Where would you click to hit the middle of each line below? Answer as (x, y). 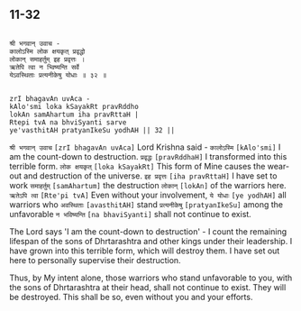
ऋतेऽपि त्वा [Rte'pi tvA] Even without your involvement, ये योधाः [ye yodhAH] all (148, 195)
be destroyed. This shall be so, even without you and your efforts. (131, 297)
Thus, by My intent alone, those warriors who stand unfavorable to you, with (151, 278)
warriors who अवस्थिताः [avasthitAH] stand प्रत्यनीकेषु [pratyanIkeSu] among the (146, 204)
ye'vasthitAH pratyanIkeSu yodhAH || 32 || (92, 130)
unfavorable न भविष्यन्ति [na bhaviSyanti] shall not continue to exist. (131, 214)
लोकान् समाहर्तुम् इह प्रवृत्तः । (47, 59)
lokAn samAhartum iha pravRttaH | (74, 114)
